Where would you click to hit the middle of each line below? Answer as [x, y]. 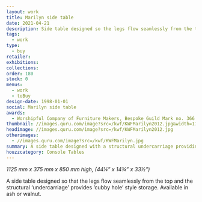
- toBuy [21, 96]
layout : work [23, 12]
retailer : [19, 57]
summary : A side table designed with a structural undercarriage [90, 146]
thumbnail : [20, 124]
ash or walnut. [24, 194]
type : [13, 46]
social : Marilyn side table [41, 107]
